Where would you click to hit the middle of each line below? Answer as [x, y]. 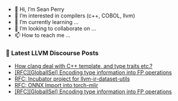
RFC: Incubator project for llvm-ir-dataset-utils [72, 79]
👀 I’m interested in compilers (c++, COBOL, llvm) [75, 16]
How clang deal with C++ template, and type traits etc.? [83, 66]
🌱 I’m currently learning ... [46, 22]
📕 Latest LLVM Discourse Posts [52, 53]
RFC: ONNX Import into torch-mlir [56, 85]
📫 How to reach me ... [42, 35]
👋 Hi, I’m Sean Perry [39, 9]
